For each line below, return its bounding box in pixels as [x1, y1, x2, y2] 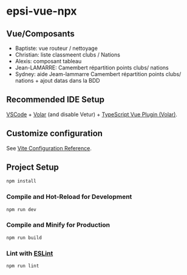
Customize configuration [6, 128, 103, 139]
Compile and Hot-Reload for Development [6, 193, 132, 201]
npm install [6, 178, 36, 184]
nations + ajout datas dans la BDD [15, 77, 100, 84]
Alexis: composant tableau [15, 58, 82, 64]
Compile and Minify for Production [6, 221, 110, 229]
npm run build [6, 234, 42, 241]
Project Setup [6, 162, 59, 173]
